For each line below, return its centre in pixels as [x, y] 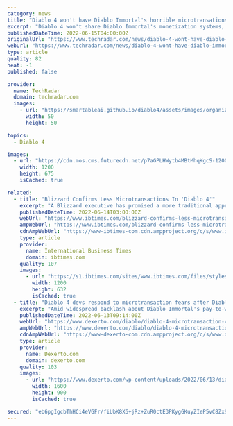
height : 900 [50, 393]
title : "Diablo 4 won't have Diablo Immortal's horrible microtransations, [119, 20]
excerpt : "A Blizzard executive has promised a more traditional [116, 205]
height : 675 [37, 174]
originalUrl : [26, 40]
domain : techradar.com [46, 97]
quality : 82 [24, 59]
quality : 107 [38, 264]
